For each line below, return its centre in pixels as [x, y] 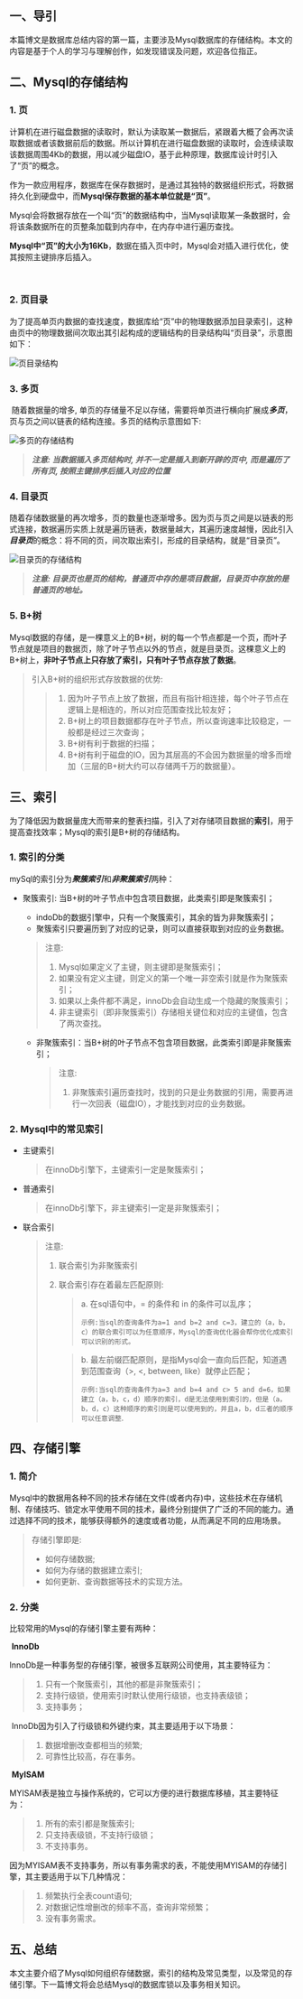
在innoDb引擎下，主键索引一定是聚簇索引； [125, 1170]
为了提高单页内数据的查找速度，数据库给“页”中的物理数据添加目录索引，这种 [151, 321]
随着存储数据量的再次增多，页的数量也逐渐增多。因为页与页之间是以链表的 [147, 518]
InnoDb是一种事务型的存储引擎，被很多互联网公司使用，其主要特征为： [141, 1665]
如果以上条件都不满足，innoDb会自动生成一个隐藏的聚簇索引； [174, 1000]
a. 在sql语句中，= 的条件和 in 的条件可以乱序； [167, 1304]
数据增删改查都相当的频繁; [93, 1745]
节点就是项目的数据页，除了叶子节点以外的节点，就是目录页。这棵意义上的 [147, 648]
